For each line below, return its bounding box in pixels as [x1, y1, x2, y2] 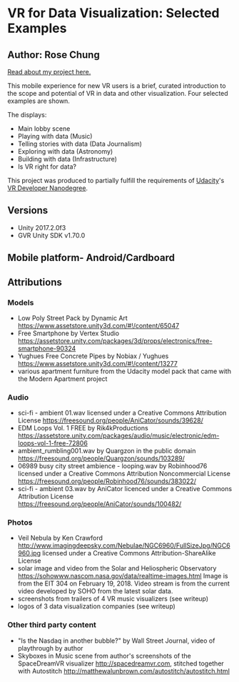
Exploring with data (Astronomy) [17, 147, 113, 155]
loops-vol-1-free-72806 [17, 439, 88, 448]
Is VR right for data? [17, 162, 77, 171]
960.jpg [17, 549, 41, 558]
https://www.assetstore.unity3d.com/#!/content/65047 [17, 321, 180, 330]
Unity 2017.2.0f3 [17, 223, 66, 232]
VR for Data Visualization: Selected [7, 5, 220, 21]
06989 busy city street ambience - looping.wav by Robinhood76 [17, 462, 208, 470]
